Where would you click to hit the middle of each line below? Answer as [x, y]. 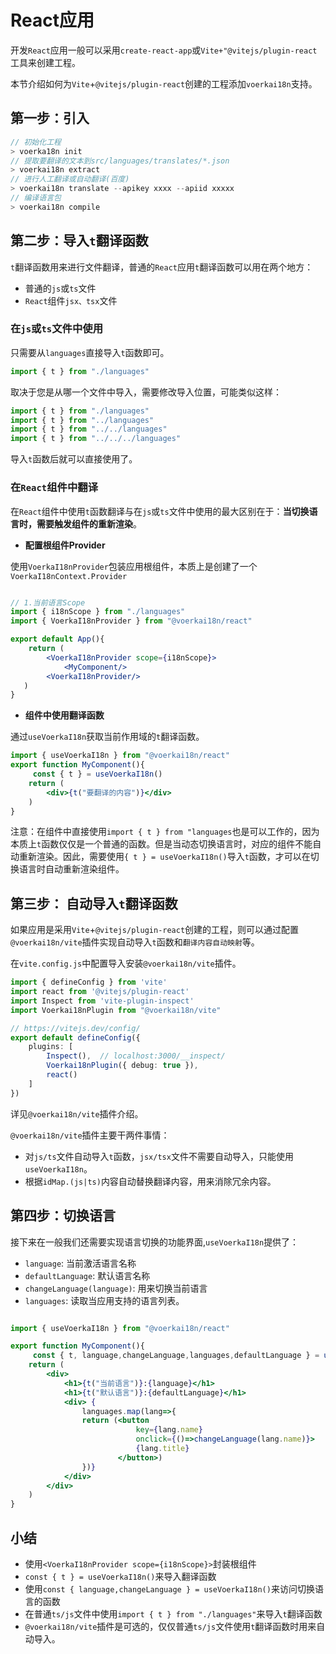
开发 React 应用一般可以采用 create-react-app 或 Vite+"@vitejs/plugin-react [164, 50]
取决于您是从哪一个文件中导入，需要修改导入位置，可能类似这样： [146, 392]
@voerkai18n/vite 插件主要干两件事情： [90, 1135]
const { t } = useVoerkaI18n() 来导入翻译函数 [120, 1576]
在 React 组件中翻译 [54, 488]
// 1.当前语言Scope [48, 602]
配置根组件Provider [65, 545]
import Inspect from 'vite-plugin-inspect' [102, 1001]
